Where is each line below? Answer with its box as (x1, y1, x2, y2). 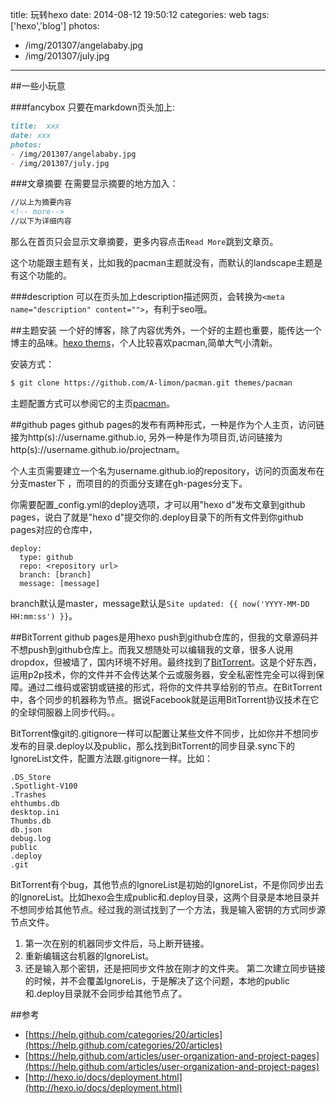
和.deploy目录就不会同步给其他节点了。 (24, 987, 188, 999)
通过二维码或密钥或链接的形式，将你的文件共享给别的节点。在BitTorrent (27, 681, 323, 693)
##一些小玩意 (10, 80, 66, 92)
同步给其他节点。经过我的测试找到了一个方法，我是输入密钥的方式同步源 (27, 903, 326, 915)
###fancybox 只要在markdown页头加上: (10, 101, 176, 113)
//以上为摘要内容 (10, 198, 72, 208)
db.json (10, 824, 43, 835)
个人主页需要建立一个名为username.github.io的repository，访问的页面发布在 (10, 464, 325, 477)
